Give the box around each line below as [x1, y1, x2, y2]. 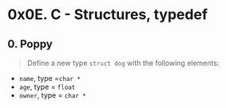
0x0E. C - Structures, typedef [7, 6, 208, 24]
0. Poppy [7, 37, 53, 51]
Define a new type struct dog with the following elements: [26, 58, 220, 67]
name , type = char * [18, 74, 81, 83]
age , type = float [18, 82, 76, 91]
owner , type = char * [18, 91, 87, 100]
